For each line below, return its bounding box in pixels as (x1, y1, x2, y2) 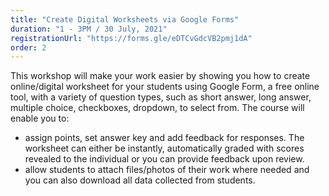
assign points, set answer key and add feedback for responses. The (24, 132, 305, 144)
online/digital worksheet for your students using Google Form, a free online (10, 81, 320, 93)
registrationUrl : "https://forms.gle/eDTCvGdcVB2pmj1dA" (10, 33, 253, 43)
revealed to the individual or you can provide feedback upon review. (24, 153, 305, 165)
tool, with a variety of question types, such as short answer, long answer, (10, 91, 312, 103)
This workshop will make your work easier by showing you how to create (10, 70, 311, 82)
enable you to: (10, 112, 70, 125)
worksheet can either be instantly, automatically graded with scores (24, 142, 305, 155)
